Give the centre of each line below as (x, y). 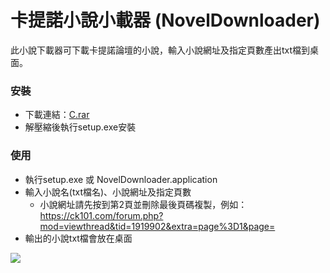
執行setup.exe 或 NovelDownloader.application (121, 179)
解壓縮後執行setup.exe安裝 (80, 127)
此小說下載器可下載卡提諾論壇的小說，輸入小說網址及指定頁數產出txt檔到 (160, 50)
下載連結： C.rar (57, 115)
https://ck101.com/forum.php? (101, 215)
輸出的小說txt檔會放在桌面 (78, 238)
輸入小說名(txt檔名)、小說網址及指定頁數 (108, 192)
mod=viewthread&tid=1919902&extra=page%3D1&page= (157, 226)
